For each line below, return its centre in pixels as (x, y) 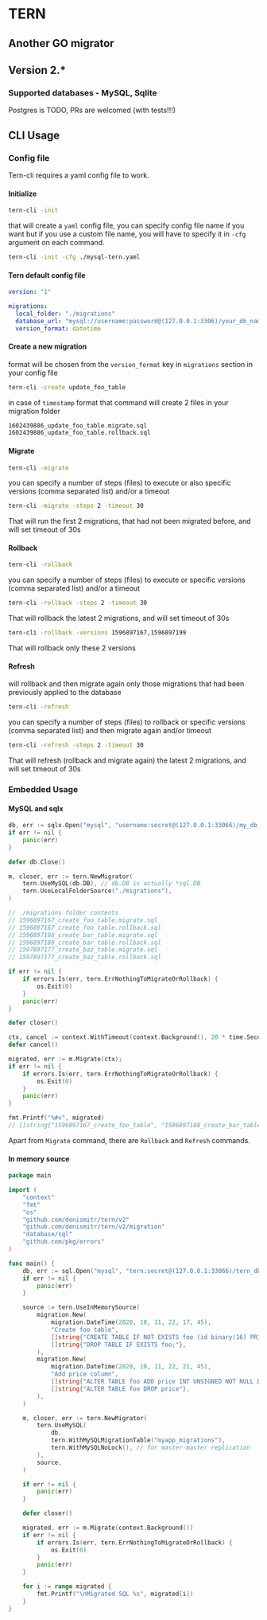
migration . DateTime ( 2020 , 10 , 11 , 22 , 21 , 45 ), (131, 1367)
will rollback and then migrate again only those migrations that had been (126, 684)
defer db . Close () (37, 862)
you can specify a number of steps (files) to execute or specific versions (127, 580)
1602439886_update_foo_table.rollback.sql (79, 433)
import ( (23, 1190)
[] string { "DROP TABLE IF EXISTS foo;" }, (118, 1345)
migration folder (35, 411)
